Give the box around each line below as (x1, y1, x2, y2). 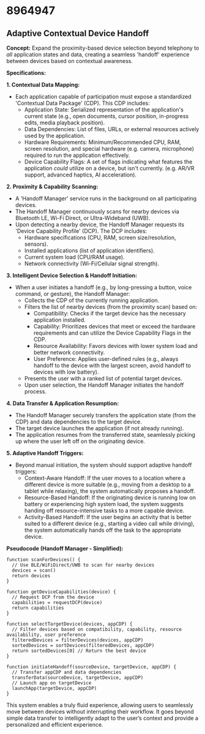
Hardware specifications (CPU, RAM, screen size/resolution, (24, 234, 176, 241)
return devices (12, 573, 51, 579)
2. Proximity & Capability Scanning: (6, 183, 99, 190)
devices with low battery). (33, 368, 99, 376)
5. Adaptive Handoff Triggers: (6, 450, 84, 456)
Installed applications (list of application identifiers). (24, 247, 155, 254)
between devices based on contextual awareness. (6, 58, 133, 64)
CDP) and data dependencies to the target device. (15, 418, 142, 425)
